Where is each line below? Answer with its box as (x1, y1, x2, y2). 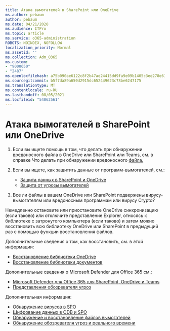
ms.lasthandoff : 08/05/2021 (5, 92, 65, 97)
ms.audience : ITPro (5, 26, 47, 31)
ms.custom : (5, 59, 28, 64)
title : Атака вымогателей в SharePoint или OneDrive (5, 7, 119, 13)
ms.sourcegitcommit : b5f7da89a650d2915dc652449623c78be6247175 (5, 78, 142, 83)
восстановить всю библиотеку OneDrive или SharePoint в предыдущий (5, 224, 158, 230)
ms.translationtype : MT (5, 83, 56, 88)
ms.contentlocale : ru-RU (5, 87, 58, 93)
